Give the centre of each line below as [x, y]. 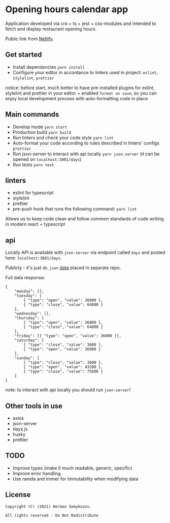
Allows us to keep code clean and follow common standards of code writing [84, 219]
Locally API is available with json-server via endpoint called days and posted [85, 252]
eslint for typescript [33, 193]
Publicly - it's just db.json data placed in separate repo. [63, 268]
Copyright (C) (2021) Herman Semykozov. [49, 506]
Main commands [32, 115]
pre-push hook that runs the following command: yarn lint [75, 209]
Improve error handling [37, 473]
